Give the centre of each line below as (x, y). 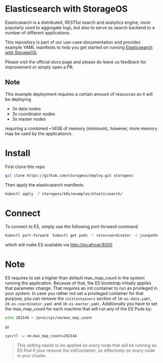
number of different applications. (38, 33)
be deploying (18, 99)
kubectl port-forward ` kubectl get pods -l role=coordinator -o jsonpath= (82, 236)
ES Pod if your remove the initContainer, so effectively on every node (86, 350)
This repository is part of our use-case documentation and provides (73, 42)
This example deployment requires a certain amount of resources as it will (79, 94)
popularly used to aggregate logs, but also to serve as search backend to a (80, 27)
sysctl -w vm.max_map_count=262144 (41, 336)
